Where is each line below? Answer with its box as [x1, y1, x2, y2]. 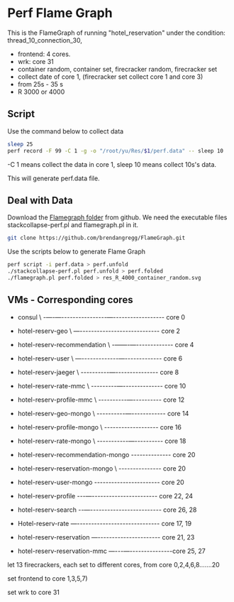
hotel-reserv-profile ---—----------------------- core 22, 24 [17, 491, 194, 500]
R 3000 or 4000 [17, 87, 65, 96]
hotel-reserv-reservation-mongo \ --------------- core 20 [17, 464, 186, 473]
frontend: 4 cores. [17, 50, 71, 58]
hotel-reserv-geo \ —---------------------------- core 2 [17, 327, 181, 335]
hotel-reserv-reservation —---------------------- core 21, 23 [17, 532, 195, 541]
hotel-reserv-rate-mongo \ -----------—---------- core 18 [17, 437, 186, 445]
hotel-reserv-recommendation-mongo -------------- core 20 [17, 450, 196, 459]
